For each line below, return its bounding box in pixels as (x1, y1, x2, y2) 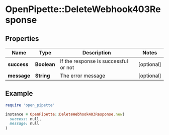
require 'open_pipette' (5, 102, 55, 108)
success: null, (10, 116, 42, 121)
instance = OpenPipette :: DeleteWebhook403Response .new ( (5, 112, 125, 117)
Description (82, 49, 111, 56)
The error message (60, 72, 106, 79)
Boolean (35, 61, 55, 67)
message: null (10, 121, 39, 126)
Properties (5, 34, 39, 43)
